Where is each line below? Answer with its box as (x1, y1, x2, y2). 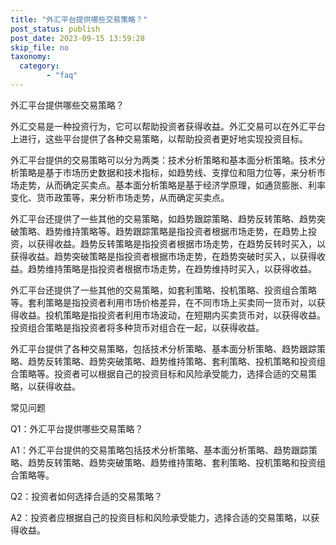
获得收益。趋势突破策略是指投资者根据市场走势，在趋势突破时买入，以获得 (10, 250, 317, 262)
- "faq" (46, 71, 78, 81)
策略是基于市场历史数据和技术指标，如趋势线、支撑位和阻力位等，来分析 (18, 166, 317, 178)
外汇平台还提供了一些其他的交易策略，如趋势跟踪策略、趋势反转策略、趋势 (10, 212, 317, 225)
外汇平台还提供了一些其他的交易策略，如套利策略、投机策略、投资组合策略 (10, 284, 317, 296)
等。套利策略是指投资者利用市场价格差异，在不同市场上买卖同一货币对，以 (10, 296, 317, 308)
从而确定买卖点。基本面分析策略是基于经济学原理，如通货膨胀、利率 (44, 179, 326, 191)
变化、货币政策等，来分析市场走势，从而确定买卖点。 (10, 191, 230, 203)
